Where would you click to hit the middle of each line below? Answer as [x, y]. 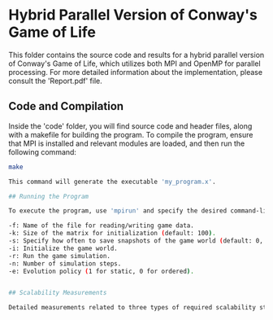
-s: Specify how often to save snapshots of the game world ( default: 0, [136, 241]
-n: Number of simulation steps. [65, 263]
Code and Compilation [66, 106]
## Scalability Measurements [58, 293]
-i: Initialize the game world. [63, 248]
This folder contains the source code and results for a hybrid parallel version [136, 55]
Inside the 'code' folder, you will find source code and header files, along [130, 126]
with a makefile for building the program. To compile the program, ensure [131, 134]
